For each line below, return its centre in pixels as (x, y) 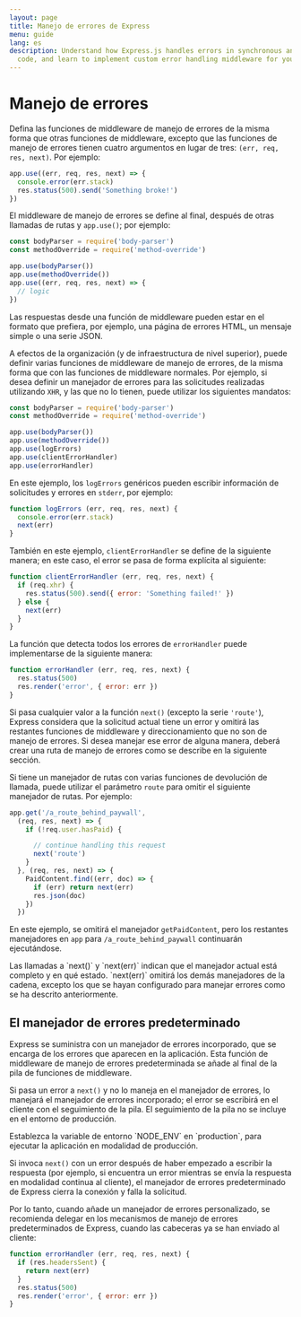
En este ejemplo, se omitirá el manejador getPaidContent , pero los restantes (149, 929)
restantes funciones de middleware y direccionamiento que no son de (138, 731)
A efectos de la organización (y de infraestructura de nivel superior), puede (149, 353)
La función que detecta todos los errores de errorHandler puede (129, 644)
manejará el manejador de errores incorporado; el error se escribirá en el (144, 1100)
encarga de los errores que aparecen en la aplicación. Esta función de (139, 1054)
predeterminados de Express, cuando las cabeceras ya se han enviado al (145, 1228)
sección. (25, 760)
